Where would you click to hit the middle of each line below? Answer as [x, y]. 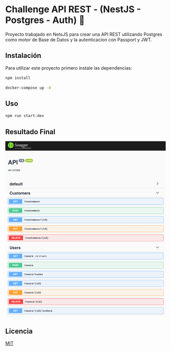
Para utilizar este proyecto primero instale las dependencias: [69, 68]
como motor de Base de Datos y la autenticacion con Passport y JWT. [79, 40]
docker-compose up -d [28, 87]
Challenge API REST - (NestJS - [73, 9]
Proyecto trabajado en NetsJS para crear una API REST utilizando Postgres [84, 34]
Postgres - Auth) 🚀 [45, 20]
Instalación [23, 56]
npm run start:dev [25, 116]
